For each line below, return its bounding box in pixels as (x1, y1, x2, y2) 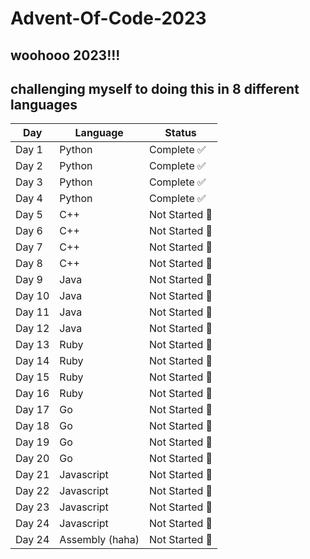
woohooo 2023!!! (10, 47, 121, 64)
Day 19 (15, 435, 50, 449)
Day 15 (15, 370, 50, 384)
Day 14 (15, 354, 50, 368)
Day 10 (15, 289, 50, 303)
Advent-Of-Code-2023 (10, 7, 207, 30)
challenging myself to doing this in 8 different (10, 80, 300, 97)
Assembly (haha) (59, 533, 140, 547)
